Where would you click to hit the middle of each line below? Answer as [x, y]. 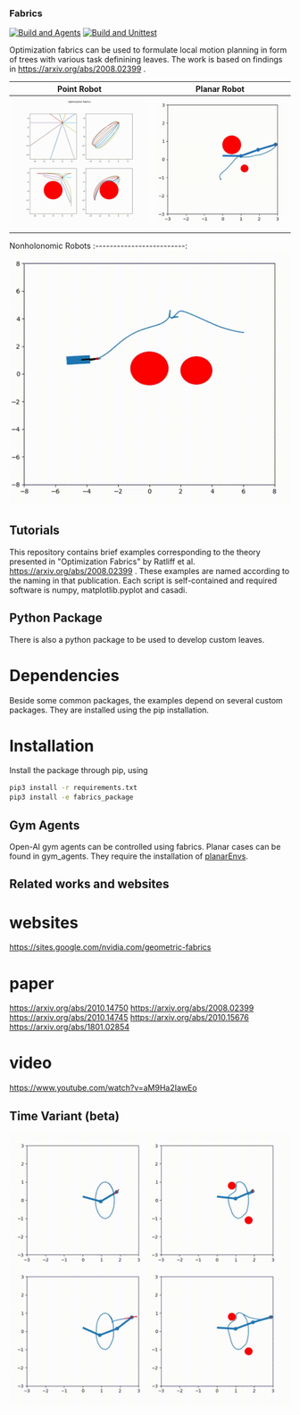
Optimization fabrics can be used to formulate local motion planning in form [148, 50]
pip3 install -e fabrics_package [71, 797]
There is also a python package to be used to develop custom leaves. [137, 639]
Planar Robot [220, 88]
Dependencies [64, 675]
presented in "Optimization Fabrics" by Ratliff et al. [102, 562]
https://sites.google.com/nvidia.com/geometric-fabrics [110, 947]
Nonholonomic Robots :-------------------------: [98, 246]
